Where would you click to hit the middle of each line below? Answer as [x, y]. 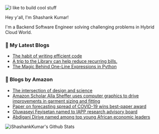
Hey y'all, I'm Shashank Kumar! [37, 17]
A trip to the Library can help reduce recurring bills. [65, 61]
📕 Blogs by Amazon [29, 80]
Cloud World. [19, 32]
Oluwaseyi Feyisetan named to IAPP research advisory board [75, 112]
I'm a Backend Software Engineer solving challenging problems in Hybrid [80, 27]
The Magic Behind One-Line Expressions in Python [64, 67]
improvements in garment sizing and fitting [56, 101]
